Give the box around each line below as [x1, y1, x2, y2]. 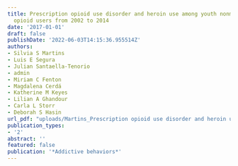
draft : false [7, 30, 46, 37]
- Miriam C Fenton [7, 76, 62, 83]
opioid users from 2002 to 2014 [13, 17, 110, 24]
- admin [7, 69, 30, 76]
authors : [7, 43, 33, 50]
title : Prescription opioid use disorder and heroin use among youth [7, 10, 217, 18]
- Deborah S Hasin [7, 109, 62, 116]
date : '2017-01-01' [7, 23, 65, 30]
